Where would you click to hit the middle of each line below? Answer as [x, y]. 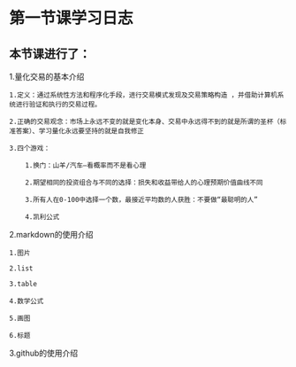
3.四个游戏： [30, 148]
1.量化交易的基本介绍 [47, 77]
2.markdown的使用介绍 [51, 234]
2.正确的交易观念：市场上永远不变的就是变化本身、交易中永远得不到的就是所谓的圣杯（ [144, 121]
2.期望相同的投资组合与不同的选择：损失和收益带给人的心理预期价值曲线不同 [144, 183]
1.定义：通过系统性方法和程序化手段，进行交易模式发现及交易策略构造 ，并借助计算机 [144, 95]
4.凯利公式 [42, 217]
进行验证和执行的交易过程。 [58, 105]
